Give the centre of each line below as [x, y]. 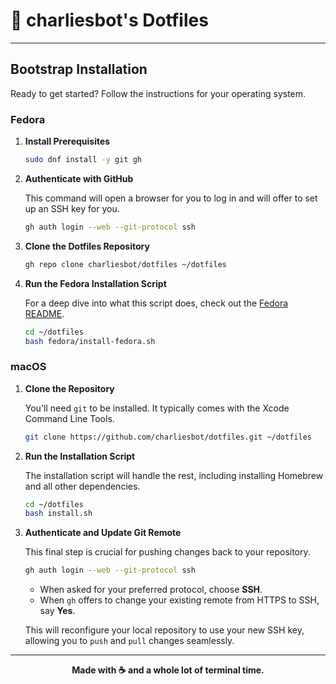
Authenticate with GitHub [79, 178]
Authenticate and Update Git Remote [103, 533]
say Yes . [57, 611]
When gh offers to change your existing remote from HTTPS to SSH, [179, 600]
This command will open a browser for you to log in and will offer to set [171, 198]
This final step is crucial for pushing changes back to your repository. [167, 552]
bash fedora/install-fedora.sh [90, 341]
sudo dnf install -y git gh [83, 160]
